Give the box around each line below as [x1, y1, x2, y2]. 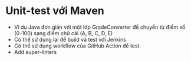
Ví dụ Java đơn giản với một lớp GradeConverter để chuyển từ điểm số [14, 23, 186, 30]
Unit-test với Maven [5, 4, 104, 18]
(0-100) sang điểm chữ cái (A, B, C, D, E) [14, 29, 113, 36]
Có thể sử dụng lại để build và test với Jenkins [14, 36, 126, 43]
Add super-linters [14, 48, 57, 55]
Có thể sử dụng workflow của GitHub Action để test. [14, 42, 141, 49]
